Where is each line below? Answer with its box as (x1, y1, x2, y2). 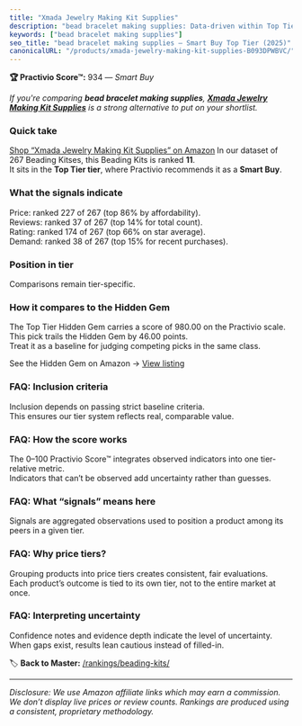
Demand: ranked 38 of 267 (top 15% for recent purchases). (9, 236, 229, 246)
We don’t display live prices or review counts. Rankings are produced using (9, 696, 289, 707)
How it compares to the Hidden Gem (9, 300, 171, 313)
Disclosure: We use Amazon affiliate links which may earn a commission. (9, 686, 281, 697)
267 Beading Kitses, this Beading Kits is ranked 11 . (9, 155, 196, 166)
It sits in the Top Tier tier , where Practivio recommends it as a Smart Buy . (9, 164, 282, 175)
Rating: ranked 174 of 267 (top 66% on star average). (9, 226, 206, 237)
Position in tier (9, 258, 74, 271)
